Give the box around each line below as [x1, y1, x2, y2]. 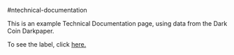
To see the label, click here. [7, 40, 87, 48]
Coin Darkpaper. [7, 27, 54, 35]
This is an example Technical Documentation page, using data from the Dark [7, 19, 228, 27]
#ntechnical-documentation [7, 6, 87, 14]
